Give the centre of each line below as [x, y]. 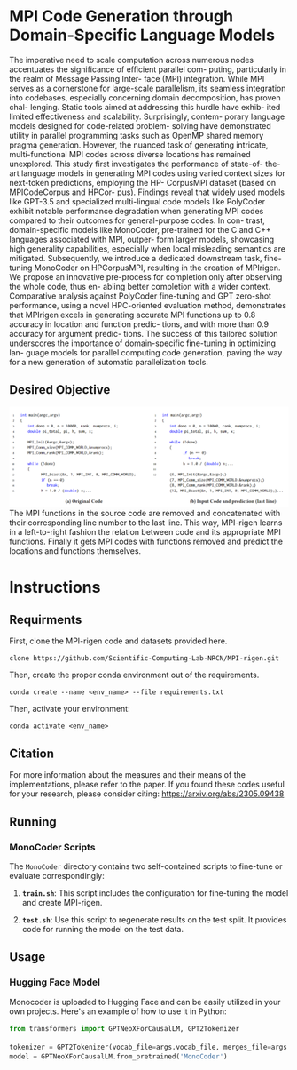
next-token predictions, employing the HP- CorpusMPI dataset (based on [143, 182]
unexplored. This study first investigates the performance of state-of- [136, 164]
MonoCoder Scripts [52, 847]
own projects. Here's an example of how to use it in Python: [118, 1011]
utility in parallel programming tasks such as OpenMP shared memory [137, 135]
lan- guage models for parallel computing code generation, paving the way [146, 352]
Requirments [46, 619]
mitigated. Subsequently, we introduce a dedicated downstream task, [136, 258]
